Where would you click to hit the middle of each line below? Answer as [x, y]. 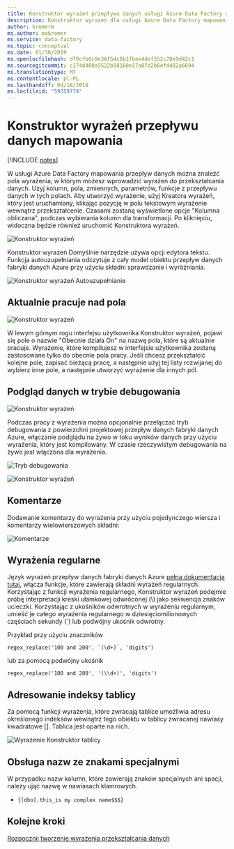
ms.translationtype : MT [42, 72]
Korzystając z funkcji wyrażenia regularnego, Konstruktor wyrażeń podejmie [117, 592]
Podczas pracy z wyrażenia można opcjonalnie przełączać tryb [98, 422]
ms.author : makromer [37, 33]
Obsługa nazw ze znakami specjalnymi [93, 762]
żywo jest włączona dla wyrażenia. [57, 452]
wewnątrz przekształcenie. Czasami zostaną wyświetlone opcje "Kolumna [114, 211]
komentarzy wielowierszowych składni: [63, 525]
